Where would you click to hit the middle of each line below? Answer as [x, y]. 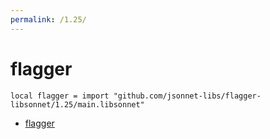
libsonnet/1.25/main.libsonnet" [77, 104]
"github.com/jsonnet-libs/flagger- [187, 96]
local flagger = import [60, 96]
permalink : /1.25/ [48, 19]
